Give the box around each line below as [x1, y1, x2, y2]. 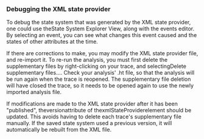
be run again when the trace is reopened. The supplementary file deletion [6, 75, 191, 83]
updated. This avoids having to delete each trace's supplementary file [6, 113, 181, 120]
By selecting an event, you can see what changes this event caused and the [6, 32, 197, 39]
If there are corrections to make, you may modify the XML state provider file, [6, 50, 199, 57]
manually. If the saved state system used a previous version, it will [6, 120, 172, 127]
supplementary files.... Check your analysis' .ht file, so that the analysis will [6, 69, 195, 76]
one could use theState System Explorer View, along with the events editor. [6, 25, 195, 32]
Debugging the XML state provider [6, 5, 111, 13]
